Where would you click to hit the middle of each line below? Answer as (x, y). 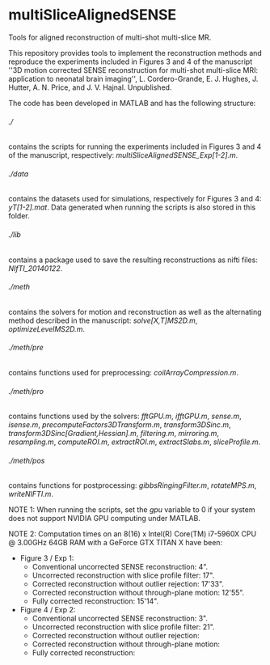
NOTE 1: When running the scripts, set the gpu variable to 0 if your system (132, 510)
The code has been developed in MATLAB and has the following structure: (132, 103)
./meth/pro (26, 391)
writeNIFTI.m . (31, 494)
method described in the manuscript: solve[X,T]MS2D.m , (103, 320)
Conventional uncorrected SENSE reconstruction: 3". (120, 618)
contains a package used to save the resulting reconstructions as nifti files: (133, 260)
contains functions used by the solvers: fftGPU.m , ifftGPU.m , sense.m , (125, 416)
